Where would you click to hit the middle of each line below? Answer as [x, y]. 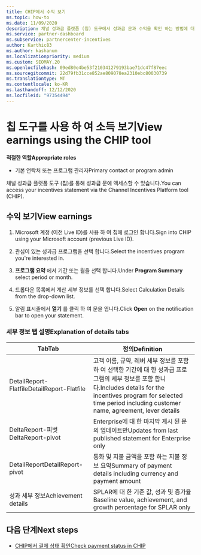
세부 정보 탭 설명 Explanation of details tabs [68, 332]
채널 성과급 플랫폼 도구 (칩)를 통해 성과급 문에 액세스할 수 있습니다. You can [94, 183]
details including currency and [135, 473]
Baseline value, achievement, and [140, 500]
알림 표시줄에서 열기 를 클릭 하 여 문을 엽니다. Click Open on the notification [104, 308]
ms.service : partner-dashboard [45, 34]
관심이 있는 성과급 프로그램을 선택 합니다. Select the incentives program [100, 251]
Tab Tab [48, 349]
